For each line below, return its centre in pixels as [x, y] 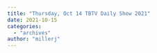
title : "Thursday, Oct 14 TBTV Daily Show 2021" [79, 13]
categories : [24, 26]
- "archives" [32, 33]
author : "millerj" [34, 39]
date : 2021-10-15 [32, 20]
